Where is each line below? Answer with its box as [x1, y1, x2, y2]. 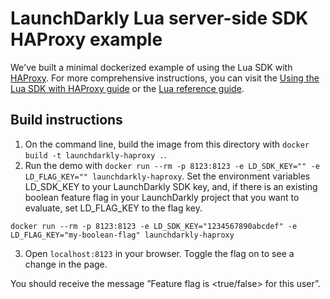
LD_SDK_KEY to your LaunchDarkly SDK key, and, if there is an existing [24, 180, 318, 192]
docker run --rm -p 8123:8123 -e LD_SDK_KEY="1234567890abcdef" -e [10, 221, 298, 231]
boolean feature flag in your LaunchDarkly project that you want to [24, 191, 300, 203]
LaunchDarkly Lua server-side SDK [10, 7, 309, 30]
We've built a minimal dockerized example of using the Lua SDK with [10, 61, 293, 73]
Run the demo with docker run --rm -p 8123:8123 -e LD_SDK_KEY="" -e [24, 159, 320, 171]
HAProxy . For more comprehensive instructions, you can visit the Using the [10, 72, 320, 84]
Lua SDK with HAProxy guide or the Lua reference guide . [10, 82, 245, 94]
